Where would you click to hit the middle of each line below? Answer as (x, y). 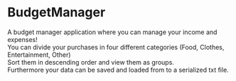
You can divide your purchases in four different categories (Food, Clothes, (116, 47)
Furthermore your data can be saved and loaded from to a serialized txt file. (118, 70)
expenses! (22, 39)
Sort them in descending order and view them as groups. (91, 62)
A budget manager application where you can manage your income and (112, 32)
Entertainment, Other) (39, 55)
